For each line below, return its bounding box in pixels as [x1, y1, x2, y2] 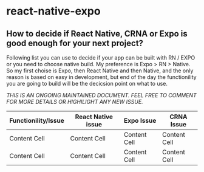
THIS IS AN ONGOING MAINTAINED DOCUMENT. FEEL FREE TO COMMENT [6, 92, 197, 98]
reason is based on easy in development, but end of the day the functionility [6, 74, 197, 80]
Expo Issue [123, 117, 157, 125]
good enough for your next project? [6, 38, 144, 48]
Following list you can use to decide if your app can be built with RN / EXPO [6, 54, 195, 61]
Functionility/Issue [9, 117, 65, 125]
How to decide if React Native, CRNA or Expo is [6, 29, 188, 39]
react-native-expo [6, 4, 101, 18]
